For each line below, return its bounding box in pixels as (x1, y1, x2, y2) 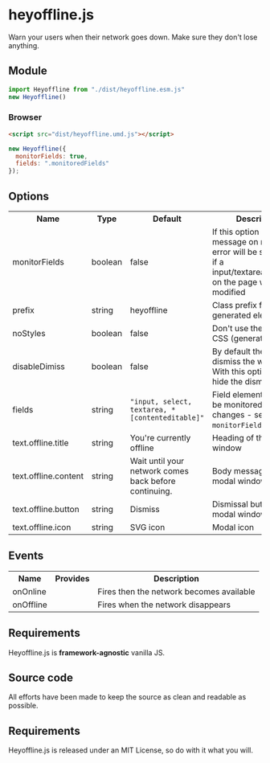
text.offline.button (12, 503, 80, 515)
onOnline (12, 585, 47, 597)
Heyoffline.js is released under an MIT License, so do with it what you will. (8, 745, 253, 755)
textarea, (129, 404, 167, 414)
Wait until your (129, 455, 185, 466)
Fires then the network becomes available (97, 585, 256, 597)
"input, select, (129, 396, 193, 406)
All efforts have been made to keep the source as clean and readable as (8, 692, 247, 702)
